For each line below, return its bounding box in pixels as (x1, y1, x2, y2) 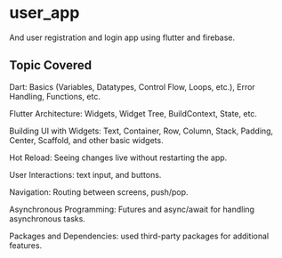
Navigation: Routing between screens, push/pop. (9, 186, 189, 198)
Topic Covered (9, 58, 93, 73)
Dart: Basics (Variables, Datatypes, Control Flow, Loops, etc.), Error (9, 81, 255, 92)
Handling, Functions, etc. (9, 91, 101, 101)
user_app (9, 3, 80, 23)
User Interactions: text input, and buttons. (9, 169, 162, 180)
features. (9, 239, 43, 251)
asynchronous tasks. (9, 213, 86, 224)
